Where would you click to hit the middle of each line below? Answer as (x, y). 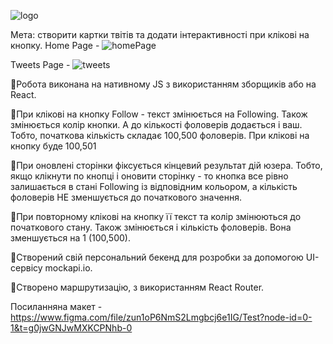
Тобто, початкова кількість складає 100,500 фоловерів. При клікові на (160, 135)
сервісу (26, 268)
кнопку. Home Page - (55, 45)
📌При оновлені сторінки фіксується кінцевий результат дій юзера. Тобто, (166, 165)
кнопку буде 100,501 (53, 146)
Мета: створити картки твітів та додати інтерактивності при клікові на (160, 34)
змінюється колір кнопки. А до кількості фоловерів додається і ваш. (156, 124)
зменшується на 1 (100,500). (70, 238)
